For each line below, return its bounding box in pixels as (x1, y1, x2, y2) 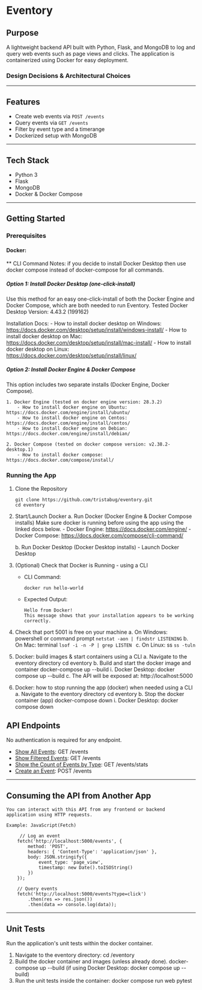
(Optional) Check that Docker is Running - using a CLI (14, 561, 148, 569)
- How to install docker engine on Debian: (17, 426, 128, 432)
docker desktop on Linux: (6, 345, 69, 353)
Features (6, 97, 40, 107)
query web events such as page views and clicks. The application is (6, 50, 175, 57)
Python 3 (14, 171, 38, 178)
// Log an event (19, 833, 61, 839)
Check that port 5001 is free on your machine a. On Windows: (14, 628, 168, 636)
